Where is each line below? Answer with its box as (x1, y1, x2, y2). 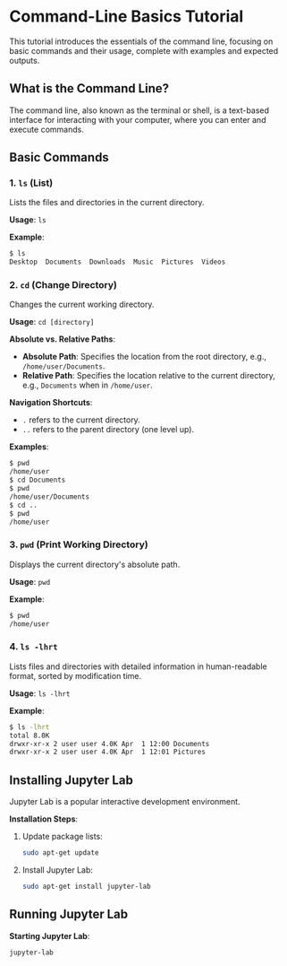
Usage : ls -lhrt (9, 688, 71, 699)
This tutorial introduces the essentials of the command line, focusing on (9, 36, 274, 47)
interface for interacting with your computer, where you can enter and (9, 114, 266, 125)
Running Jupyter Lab (9, 907, 129, 922)
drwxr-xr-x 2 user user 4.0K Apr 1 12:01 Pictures (9, 747, 206, 757)
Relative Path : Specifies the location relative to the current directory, (21, 370, 275, 381)
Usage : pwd (9, 576, 51, 587)
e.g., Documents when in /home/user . (21, 379, 154, 391)
